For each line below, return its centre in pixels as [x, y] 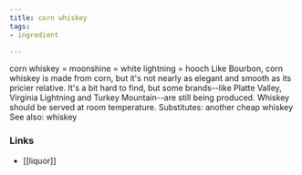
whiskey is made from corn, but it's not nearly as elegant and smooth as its [151, 78]
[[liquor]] [39, 160]
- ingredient [34, 35]
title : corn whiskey [49, 18]
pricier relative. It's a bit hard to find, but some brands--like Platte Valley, [146, 88]
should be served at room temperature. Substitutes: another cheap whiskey [151, 108]
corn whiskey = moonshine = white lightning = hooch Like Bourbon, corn [146, 68]
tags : [20, 26]
